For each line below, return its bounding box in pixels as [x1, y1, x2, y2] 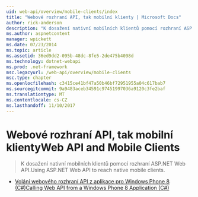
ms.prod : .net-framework [6, 63, 68, 70]
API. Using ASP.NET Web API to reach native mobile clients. [20, 167, 165, 174]
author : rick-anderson [6, 20, 62, 26]
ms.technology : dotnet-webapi [6, 58, 81, 64]
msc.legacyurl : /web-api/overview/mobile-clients [6, 69, 132, 75]
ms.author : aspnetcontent [6, 31, 70, 37]
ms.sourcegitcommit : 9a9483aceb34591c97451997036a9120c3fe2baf [6, 86, 166, 92]
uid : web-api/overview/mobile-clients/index [6, 8, 118, 15]
